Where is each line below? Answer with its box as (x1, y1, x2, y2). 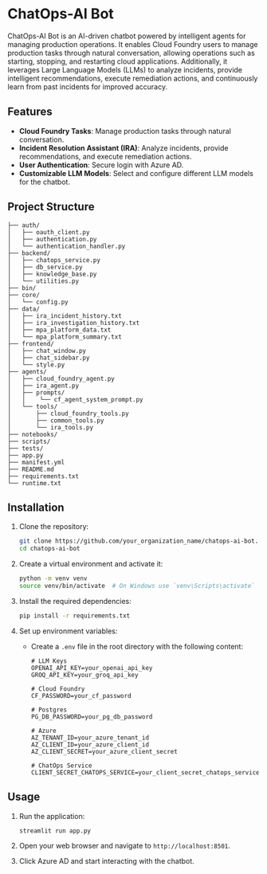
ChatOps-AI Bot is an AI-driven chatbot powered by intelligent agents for (7, 31, 246, 41)
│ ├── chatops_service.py (7, 256, 101, 264)
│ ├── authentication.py (7, 235, 97, 243)
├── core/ (7, 291, 41, 299)
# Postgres (30, 706, 68, 714)
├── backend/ (7, 249, 51, 257)
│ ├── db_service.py (7, 263, 83, 271)
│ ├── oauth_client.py (7, 228, 90, 236)
